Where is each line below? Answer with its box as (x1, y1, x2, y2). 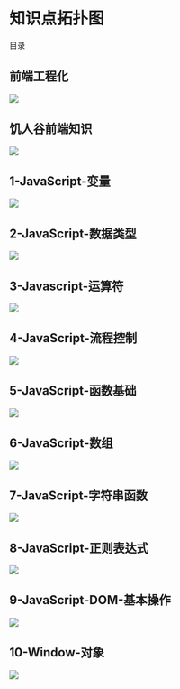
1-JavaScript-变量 (9, 173, 111, 189)
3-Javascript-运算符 (9, 278, 124, 293)
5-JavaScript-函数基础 (9, 383, 137, 398)
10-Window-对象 (9, 645, 105, 660)
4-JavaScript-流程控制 (9, 331, 138, 346)
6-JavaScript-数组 (9, 435, 114, 452)
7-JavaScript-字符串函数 (9, 488, 148, 503)
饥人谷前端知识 (9, 121, 93, 136)
